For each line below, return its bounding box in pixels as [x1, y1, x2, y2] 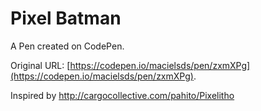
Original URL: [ [10, 59, 71, 71]
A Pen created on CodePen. [10, 40, 125, 52]
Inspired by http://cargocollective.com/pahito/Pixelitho [10, 89, 235, 101]
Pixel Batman [10, 7, 122, 30]
